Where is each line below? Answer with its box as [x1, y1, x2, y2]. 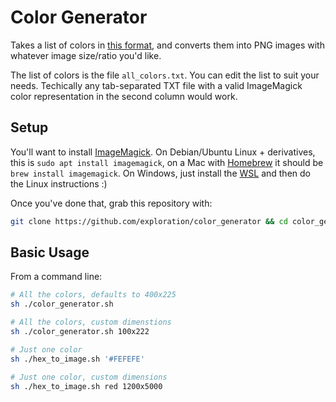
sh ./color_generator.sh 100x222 [10, 327, 150, 337]
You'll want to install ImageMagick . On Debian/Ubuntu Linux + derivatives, [10, 146, 316, 158]
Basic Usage [10, 244, 90, 261]
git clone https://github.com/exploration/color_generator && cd [10, 216, 288, 226]
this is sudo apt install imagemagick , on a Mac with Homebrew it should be [10, 156, 324, 168]
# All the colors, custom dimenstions [10, 317, 172, 328]
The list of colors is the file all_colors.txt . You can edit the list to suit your [10, 69, 320, 81]
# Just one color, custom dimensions [10, 372, 168, 382]
